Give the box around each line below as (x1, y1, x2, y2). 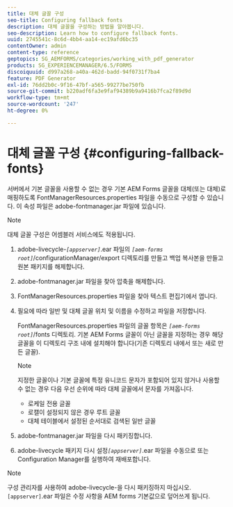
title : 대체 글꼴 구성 (7, 10, 65, 17)
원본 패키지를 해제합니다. (17, 262, 85, 271)
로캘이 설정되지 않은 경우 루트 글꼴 (27, 408, 121, 416)
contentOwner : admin (7, 42, 67, 49)
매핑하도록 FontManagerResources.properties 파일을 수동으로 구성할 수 (7, 193, 206, 202)
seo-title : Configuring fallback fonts (7, 17, 123, 24)
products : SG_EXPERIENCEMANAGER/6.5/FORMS (7, 62, 132, 69)
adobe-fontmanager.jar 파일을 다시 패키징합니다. (17, 431, 153, 440)
